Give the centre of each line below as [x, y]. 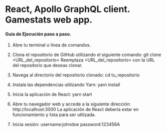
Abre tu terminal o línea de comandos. [52, 45]
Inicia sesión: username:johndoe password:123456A [66, 124]
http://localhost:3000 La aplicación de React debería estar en [75, 109]
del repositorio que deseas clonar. [47, 65]
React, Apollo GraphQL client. [68, 9]
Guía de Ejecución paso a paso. [38, 34]
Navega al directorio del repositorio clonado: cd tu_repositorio [76, 75]
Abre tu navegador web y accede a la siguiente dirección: [72, 104]
